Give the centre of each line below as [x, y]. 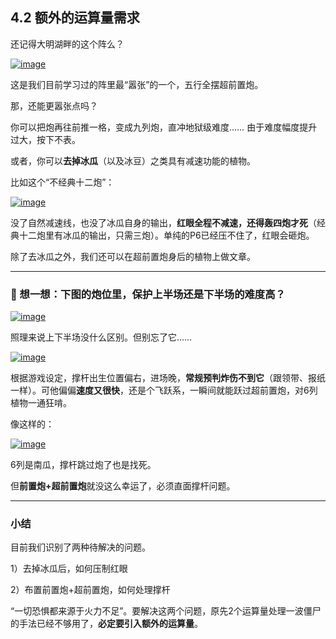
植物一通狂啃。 [41, 403]
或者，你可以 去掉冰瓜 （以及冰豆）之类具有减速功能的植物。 [133, 160]
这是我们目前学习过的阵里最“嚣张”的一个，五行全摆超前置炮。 [137, 84]
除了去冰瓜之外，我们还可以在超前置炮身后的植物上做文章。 [133, 256]
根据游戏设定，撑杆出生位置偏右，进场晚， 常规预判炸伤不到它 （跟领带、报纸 [168, 378]
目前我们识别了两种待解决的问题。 [80, 547]
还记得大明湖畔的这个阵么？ [67, 44]
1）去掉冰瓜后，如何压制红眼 [69, 569]
